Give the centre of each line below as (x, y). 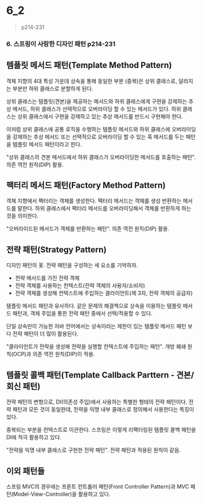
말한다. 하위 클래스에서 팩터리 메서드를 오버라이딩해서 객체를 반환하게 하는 (104, 208)
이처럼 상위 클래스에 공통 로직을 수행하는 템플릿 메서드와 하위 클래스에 (88, 129)
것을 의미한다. (23, 216)
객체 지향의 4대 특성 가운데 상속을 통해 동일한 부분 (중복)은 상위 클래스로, (92, 81)
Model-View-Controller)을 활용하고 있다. (62, 494)
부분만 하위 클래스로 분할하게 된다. (53, 89)
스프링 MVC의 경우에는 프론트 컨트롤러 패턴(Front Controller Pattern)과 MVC (98, 486)
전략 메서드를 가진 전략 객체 (47, 278)
